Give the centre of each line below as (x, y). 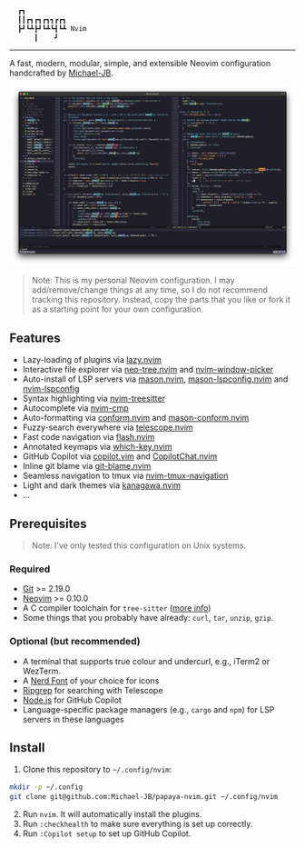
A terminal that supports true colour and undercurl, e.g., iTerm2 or (146, 661)
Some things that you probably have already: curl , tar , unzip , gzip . (148, 618)
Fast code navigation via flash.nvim (89, 437)
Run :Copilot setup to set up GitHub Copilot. (107, 833)
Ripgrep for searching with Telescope (93, 690)
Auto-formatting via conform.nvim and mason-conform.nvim (136, 418)
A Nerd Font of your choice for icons (91, 680)
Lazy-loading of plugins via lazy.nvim (92, 360)
